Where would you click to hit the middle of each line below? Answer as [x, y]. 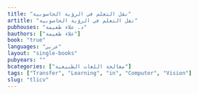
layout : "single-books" [43, 54]
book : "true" [27, 40]
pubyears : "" [27, 60]
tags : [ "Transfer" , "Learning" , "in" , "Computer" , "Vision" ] [100, 73]
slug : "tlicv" [28, 80]
